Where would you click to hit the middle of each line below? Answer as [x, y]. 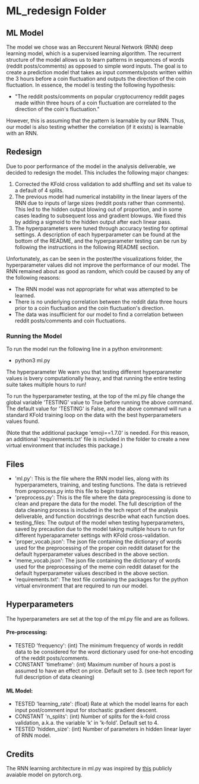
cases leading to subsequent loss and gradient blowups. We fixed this [100, 216]
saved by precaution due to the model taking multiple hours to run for [100, 529]
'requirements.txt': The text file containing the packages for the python [102, 579]
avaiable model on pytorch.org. [44, 774]
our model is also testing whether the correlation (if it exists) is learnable [94, 127]
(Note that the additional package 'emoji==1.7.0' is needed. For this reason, [98, 433]
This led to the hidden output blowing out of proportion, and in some [98, 209]
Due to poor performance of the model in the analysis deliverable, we [91, 166]
